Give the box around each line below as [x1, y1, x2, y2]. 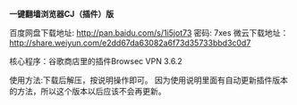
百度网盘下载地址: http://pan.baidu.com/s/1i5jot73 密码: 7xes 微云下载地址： [9, 28, 289, 38]
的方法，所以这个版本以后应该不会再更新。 [9, 86, 166, 96]
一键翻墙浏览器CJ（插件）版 [9, 9, 115, 19]
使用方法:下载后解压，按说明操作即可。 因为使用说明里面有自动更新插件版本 [9, 75, 288, 85]
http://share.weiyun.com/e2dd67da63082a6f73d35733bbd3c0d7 [9, 37, 251, 48]
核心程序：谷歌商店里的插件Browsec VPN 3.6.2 [9, 56, 183, 66]
